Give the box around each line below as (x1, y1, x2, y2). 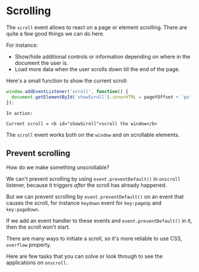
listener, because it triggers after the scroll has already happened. (6, 182, 167, 189)
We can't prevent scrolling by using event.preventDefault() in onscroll (6, 175, 181, 183)
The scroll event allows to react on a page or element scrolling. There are (6, 24, 188, 31)
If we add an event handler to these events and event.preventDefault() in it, (6, 217, 192, 225)
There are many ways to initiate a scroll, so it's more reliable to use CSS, (6, 235, 182, 242)
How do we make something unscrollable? (6, 164, 110, 171)
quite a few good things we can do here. (6, 30, 105, 37)
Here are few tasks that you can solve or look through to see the (6, 253, 163, 260)
